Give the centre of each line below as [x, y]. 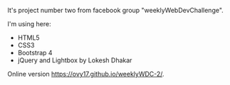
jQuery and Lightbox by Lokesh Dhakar [75, 60]
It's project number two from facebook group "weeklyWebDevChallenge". [116, 10]
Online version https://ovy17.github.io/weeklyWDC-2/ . [86, 74]
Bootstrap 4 [35, 53]
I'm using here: [29, 24]
